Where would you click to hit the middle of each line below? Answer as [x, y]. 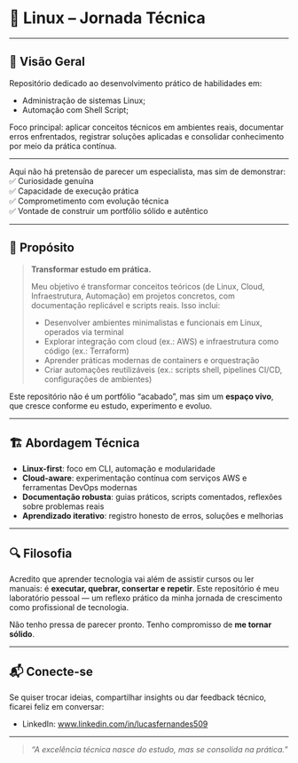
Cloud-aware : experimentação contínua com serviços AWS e [134, 478]
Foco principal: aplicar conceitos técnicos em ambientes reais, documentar [146, 127]
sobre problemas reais [63, 506]
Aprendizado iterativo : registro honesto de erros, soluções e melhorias [153, 516]
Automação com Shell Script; [75, 109]
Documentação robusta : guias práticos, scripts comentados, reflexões [152, 497]
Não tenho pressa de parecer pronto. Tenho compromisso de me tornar [141, 624]
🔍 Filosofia [41, 553]
